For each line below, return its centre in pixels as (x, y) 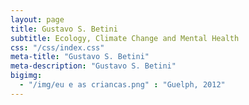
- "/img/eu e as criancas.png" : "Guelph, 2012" (122, 85)
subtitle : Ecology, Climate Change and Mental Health (125, 38)
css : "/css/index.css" (57, 47)
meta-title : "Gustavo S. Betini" (80, 57)
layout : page (37, 19)
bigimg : (26, 76)
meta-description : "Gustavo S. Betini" (93, 66)
